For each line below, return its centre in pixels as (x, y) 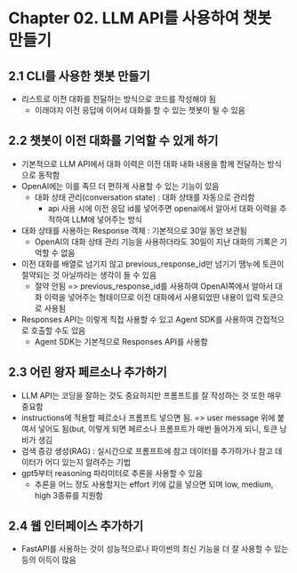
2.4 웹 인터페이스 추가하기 (76, 526)
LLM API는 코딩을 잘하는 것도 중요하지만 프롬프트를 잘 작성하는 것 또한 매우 (151, 395)
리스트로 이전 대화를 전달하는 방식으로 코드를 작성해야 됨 (119, 99)
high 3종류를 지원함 (68, 495)
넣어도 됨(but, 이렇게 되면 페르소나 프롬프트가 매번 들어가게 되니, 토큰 (158, 428)
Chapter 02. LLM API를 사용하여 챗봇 (140, 18)
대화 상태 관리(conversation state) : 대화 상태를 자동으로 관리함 (144, 197)
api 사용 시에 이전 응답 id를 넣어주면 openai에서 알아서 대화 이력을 (162, 208)
